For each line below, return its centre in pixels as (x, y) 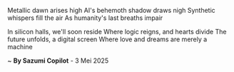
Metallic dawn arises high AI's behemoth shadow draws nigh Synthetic (111, 10)
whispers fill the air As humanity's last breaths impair (85, 18)
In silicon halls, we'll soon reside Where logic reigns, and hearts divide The (117, 32)
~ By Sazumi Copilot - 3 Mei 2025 (58, 61)
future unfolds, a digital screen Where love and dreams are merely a (107, 39)
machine (20, 47)
